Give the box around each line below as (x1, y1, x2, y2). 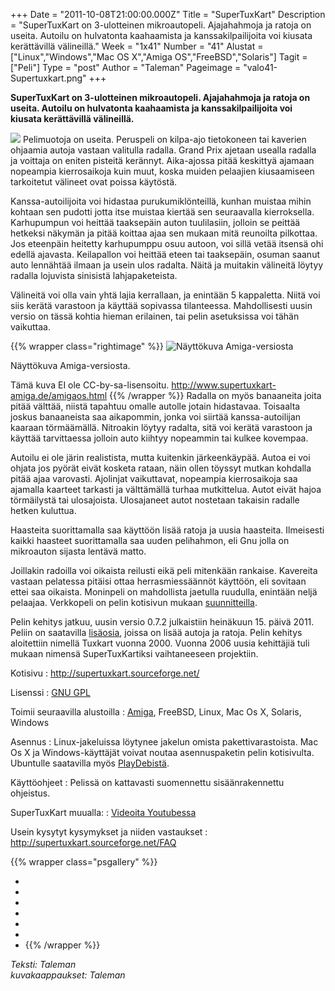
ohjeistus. (10, 787, 51, 799)
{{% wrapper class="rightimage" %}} (10, 340, 164, 352)
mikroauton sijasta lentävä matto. (10, 545, 147, 557)
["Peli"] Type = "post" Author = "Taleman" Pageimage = (10, 62, 242, 73)
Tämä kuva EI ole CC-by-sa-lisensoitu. (10, 379, 170, 391)
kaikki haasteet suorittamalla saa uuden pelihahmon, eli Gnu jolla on (10, 535, 290, 546)
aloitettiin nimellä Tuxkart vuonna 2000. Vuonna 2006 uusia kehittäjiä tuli (10, 637, 310, 649)
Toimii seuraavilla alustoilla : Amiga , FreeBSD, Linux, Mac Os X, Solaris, (10, 706, 302, 718)
